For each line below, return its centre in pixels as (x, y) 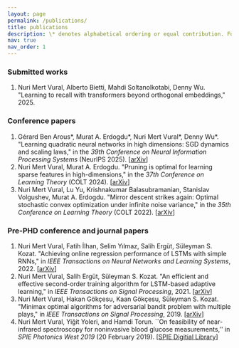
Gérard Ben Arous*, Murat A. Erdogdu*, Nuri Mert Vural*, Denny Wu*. (118, 137)
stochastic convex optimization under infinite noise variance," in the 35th (124, 204)
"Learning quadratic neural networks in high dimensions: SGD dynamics (123, 144)
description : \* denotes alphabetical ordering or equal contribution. (116, 34)
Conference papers (42, 121)
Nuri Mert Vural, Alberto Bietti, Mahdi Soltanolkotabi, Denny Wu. (111, 88)
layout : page (27, 14)
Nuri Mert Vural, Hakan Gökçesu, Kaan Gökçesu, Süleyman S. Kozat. (118, 299)
